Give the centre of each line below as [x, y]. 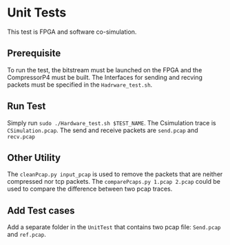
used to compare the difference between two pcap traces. [90, 189]
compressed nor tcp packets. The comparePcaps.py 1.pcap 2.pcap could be [114, 182]
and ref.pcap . [27, 235]
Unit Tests [37, 13]
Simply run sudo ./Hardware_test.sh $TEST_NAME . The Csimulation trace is [112, 122]
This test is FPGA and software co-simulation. [72, 32]
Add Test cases [41, 210]
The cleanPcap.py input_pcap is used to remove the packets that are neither [115, 174]
